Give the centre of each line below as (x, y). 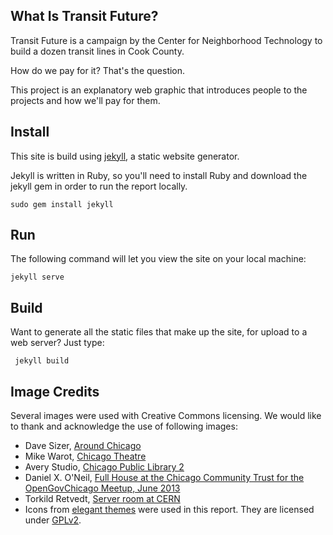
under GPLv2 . (53, 520)
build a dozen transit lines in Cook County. (97, 51)
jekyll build (42, 361)
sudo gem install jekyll (62, 204)
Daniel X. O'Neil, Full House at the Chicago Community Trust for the (164, 478)
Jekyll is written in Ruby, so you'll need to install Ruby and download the (159, 175)
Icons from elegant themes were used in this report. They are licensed (169, 510)
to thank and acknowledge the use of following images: (124, 426)
